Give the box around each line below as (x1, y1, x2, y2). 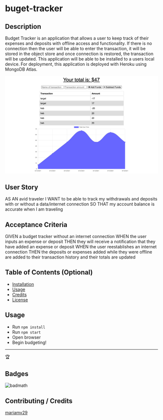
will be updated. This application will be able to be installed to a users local (5, 56, 154, 61)
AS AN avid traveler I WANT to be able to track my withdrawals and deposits (5, 196, 158, 202)
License (12, 297, 28, 302)
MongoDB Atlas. (5, 66, 38, 72)
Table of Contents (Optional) (5, 268, 93, 277)
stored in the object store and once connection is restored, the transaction (5, 51, 154, 57)
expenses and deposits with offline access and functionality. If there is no (5, 40, 152, 46)
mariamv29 (5, 410, 28, 416)
